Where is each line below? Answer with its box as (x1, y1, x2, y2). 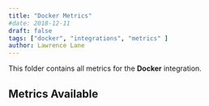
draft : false (8, 26, 53, 35)
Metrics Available (8, 87, 99, 100)
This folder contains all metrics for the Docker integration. (8, 63, 203, 73)
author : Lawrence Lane (8, 42, 85, 50)
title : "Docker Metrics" (8, 11, 92, 20)
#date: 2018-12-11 (8, 19, 70, 27)
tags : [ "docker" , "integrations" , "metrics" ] (8, 34, 168, 43)
